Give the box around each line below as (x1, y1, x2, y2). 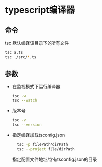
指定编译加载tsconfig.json (12, 132, 65, 138)
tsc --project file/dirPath (17, 146, 75, 152)
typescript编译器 (5, 4, 75, 16)
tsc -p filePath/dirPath (17, 142, 68, 147)
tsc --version (12, 122, 42, 127)
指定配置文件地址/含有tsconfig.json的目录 (12, 156, 97, 162)
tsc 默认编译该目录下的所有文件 (5, 40, 69, 46)
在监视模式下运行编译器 (12, 83, 60, 89)
